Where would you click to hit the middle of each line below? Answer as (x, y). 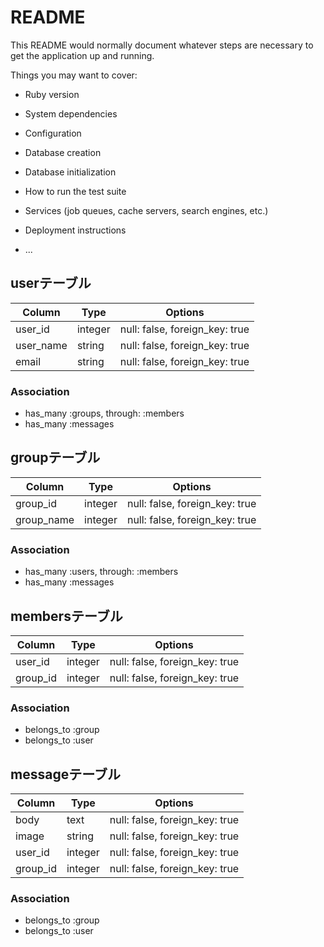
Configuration (53, 133)
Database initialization (70, 172)
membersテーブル (66, 616)
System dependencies (71, 113)
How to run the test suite (75, 191)
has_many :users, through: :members (101, 572)
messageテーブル (65, 774)
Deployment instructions (75, 230)
